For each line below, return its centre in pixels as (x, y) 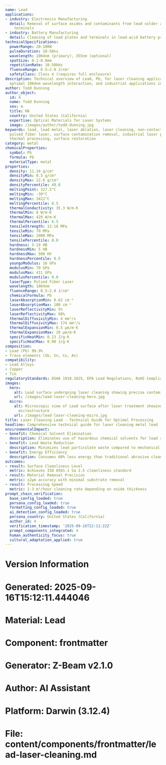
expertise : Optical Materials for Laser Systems (61, 120)
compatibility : (21, 360)
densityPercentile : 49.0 (35, 185)
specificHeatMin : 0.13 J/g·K (40, 337)
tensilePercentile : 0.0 (34, 240)
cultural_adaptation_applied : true (46, 540)
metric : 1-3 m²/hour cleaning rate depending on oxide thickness (78, 489)
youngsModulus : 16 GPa (33, 263)
